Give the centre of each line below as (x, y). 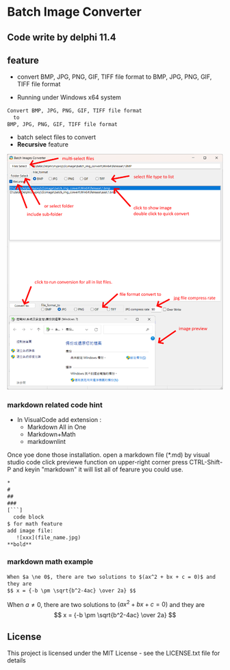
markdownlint (47, 442)
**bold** (20, 545)
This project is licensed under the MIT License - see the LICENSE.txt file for (114, 653)
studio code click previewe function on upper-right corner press (98, 462)
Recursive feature (42, 145)
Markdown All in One (57, 427)
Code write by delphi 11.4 (62, 37)
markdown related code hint (55, 405)
